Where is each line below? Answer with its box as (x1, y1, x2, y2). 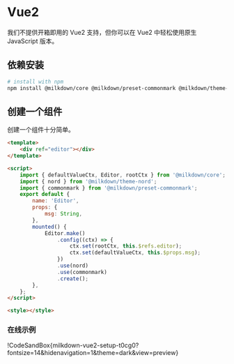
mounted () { (32, 223, 68, 230)
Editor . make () (44, 229, 86, 237)
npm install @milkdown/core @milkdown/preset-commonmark (7, 84, 176, 91)
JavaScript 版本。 (7, 36, 58, 45)
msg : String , (44, 211, 82, 218)
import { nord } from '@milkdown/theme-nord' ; (19, 178, 157, 185)
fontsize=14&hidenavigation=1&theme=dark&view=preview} (7, 349, 179, 357)
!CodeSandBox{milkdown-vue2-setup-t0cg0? (7, 341, 139, 349)
